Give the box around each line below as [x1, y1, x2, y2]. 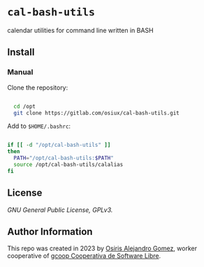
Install [7, 46, 35, 58]
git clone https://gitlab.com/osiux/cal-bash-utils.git [13, 109, 180, 117]
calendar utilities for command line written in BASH [7, 26, 154, 34]
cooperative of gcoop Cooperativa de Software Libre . [7, 252, 161, 260]
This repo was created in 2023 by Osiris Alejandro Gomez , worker [7, 244, 198, 253]
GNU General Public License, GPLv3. [7, 205, 113, 214]
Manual [7, 67, 34, 77]
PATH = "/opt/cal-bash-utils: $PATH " [13, 154, 114, 162]
